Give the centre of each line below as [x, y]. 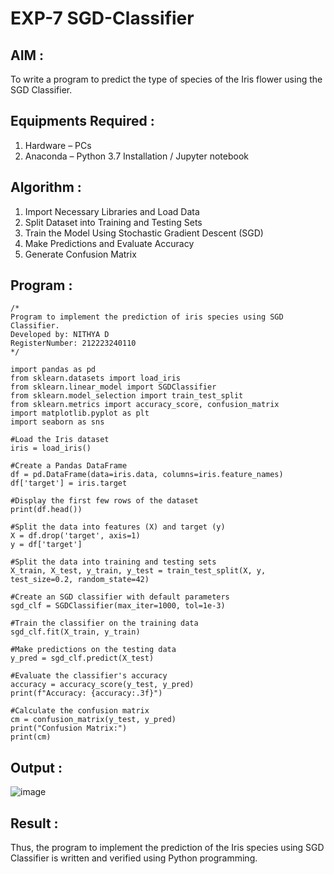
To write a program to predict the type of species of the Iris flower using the [166, 79]
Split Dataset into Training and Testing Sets [113, 222]
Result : [34, 823]
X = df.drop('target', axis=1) [75, 536]
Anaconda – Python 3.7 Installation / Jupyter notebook [136, 156]
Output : [36, 767]
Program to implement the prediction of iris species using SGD [147, 317]
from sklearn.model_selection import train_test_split [127, 396]
